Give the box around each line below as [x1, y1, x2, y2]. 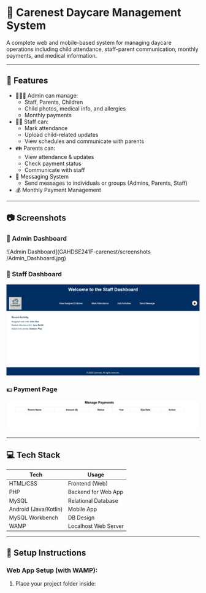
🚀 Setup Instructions [6, 548, 86, 558]
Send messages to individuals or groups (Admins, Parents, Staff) [24, 179, 188, 187]
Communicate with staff [24, 166, 85, 174]
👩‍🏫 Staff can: [15, 118, 49, 125]
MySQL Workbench [9, 514, 58, 521]
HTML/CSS [9, 480, 38, 487]
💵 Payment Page [6, 385, 58, 393]
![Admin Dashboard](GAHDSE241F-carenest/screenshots [6, 248, 151, 255]
